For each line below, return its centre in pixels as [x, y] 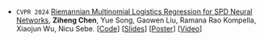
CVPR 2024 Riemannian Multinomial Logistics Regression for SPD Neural [134, 12]
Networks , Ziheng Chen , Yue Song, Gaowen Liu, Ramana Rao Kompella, [136, 20]
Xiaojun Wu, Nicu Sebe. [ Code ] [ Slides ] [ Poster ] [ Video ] [109, 29]
